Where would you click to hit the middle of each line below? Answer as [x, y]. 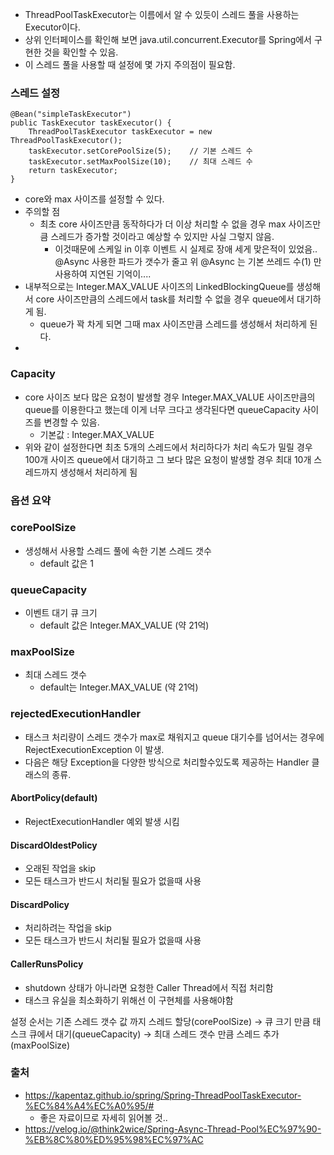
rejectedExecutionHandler [76, 714]
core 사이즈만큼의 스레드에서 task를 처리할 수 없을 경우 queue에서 [165, 299]
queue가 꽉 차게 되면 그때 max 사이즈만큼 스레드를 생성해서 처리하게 [173, 324]
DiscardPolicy [40, 904]
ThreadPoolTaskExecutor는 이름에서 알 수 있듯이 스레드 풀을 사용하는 [162, 14]
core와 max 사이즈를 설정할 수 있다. [94, 199]
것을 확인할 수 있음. [81, 52]
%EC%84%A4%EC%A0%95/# [89, 1105]
